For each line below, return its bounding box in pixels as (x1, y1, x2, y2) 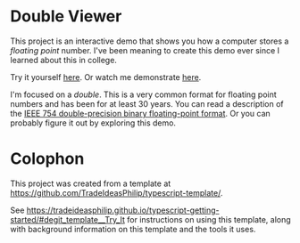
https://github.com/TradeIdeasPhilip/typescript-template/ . (10, 187, 223, 198)
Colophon (10, 149, 85, 169)
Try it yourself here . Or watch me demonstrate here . (10, 71, 202, 82)
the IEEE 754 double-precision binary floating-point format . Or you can (10, 108, 271, 118)
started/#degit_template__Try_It (10, 214, 126, 224)
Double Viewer (10, 6, 122, 27)
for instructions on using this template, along (127, 214, 291, 224)
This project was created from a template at (10, 178, 171, 189)
